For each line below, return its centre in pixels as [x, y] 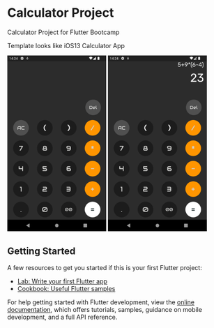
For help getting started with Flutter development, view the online [101, 302]
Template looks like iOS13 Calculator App [66, 45]
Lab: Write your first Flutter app [62, 281]
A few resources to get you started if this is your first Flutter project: [105, 267]
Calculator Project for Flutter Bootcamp [63, 32]
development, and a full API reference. [62, 317]
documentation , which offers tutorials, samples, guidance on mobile [105, 309]
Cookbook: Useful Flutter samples [66, 288]
